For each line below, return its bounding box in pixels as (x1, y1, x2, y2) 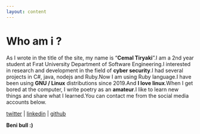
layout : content (6, 8, 47, 15)
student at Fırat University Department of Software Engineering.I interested (6, 60, 191, 67)
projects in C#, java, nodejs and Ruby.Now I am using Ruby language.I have (6, 73, 192, 80)
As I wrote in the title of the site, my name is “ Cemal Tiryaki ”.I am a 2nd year (6, 54, 194, 61)
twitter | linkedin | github (6, 110, 66, 117)
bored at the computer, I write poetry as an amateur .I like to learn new (6, 86, 179, 93)
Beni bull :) (6, 121, 33, 129)
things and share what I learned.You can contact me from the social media (6, 92, 189, 99)
